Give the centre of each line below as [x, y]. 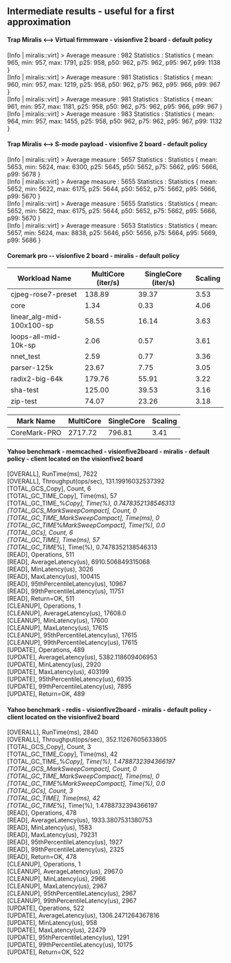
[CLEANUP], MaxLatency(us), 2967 [57, 886]
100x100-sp [32, 325]
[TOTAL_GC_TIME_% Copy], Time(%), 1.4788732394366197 [91, 762]
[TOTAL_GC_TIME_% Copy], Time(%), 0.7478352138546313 [91, 504]
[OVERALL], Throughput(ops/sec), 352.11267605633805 [87, 739]
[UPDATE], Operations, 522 [46, 908]
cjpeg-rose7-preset [44, 294]
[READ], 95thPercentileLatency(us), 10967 [67, 584]
